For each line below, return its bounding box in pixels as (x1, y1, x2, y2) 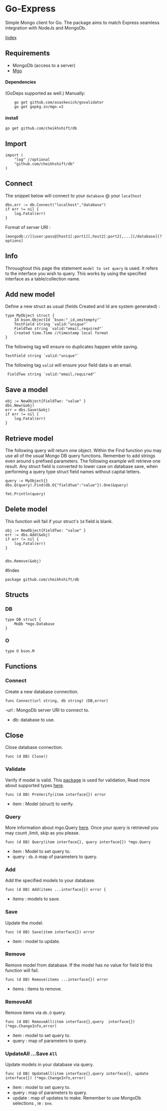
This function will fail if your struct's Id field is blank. (5, 518, 113, 524)
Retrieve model (5, 434, 53, 442)
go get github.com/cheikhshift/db (5, 126, 77, 131)
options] (5, 238, 23, 243)
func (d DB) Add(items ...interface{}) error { (5, 887, 106, 892)
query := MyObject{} (5, 478, 48, 483)
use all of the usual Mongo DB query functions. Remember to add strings (5, 453, 155, 459)
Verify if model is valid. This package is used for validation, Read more (5, 777, 150, 783)
